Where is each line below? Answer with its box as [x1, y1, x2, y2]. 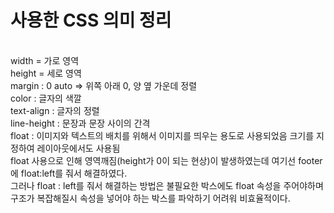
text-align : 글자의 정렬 [10, 104, 100, 116]
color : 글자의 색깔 [10, 92, 82, 104]
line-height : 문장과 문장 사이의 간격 [10, 117, 151, 129]
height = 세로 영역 [10, 67, 82, 79]
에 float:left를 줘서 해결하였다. [10, 167, 128, 179]
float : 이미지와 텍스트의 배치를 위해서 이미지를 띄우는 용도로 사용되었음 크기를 [10, 129, 315, 141]
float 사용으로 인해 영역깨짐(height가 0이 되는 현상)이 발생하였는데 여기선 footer [10, 154, 323, 166]
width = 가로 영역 [10, 54, 80, 66]
